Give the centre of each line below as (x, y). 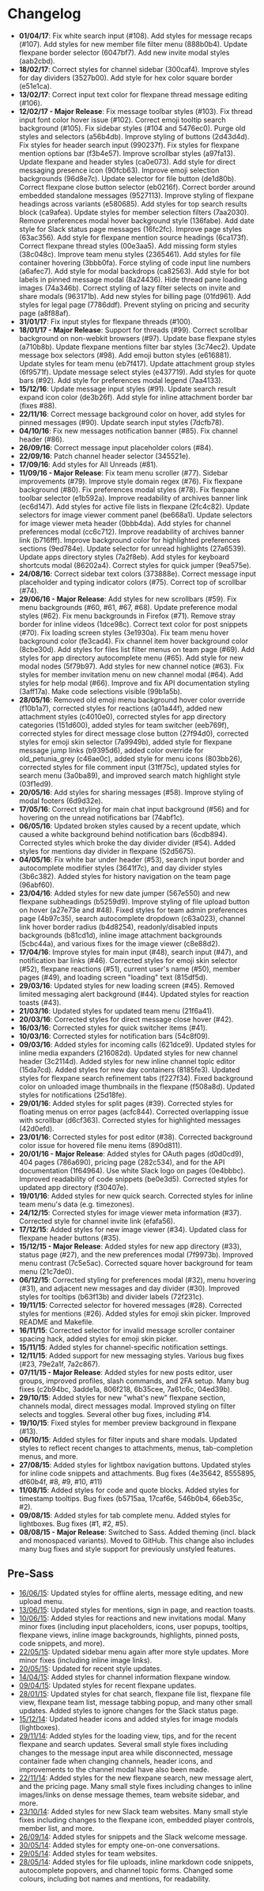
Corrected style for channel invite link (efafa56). (97, 1221)
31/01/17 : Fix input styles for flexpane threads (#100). (106, 321)
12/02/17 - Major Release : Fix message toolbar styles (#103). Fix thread (136, 111)
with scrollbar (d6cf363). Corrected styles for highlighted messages (130, 1120)
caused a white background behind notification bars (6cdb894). (123, 834)
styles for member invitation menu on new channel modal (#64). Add (131, 674)
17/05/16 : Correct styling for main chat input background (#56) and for (134, 809)
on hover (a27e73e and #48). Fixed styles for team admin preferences (133, 910)
